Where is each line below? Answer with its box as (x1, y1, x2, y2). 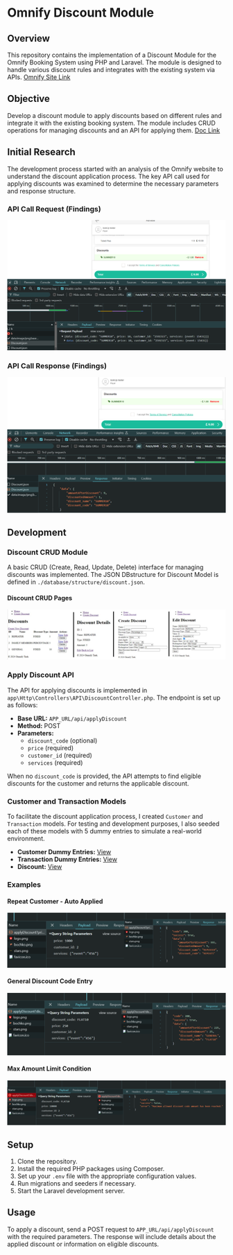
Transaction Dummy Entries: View (17, 855, 118, 864)
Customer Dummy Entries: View (17, 848, 112, 856)
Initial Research (7, 146, 76, 158)
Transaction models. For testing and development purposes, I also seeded (7, 820, 220, 828)
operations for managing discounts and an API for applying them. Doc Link (7, 126, 221, 135)
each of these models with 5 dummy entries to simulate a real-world (7, 827, 202, 836)
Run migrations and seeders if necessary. (17, 1179, 137, 1188)
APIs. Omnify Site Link (7, 73, 71, 81)
